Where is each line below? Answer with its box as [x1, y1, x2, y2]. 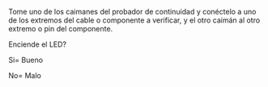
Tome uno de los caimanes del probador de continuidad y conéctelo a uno [8, 7, 257, 16]
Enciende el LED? [8, 39, 67, 49]
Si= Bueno [8, 56, 43, 64]
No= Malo [8, 71, 42, 80]
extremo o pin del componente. [8, 24, 113, 33]
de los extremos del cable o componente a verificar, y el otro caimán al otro [8, 15, 261, 25]
